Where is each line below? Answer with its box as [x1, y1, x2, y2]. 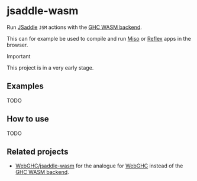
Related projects [7, 146, 69, 157]
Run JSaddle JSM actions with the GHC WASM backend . [7, 24, 143, 31]
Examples [7, 81, 44, 91]
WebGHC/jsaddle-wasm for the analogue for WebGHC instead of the [15, 162, 183, 169]
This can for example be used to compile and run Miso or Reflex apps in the [7, 35, 191, 42]
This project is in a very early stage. [7, 64, 94, 71]
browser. [7, 41, 28, 48]
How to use [7, 114, 49, 124]
